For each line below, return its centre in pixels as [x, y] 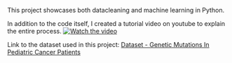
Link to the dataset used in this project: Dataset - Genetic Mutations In [108, 44]
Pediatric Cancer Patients [44, 52]
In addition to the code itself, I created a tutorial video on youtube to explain [116, 23]
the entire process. [34, 31]
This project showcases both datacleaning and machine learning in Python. [116, 10]
